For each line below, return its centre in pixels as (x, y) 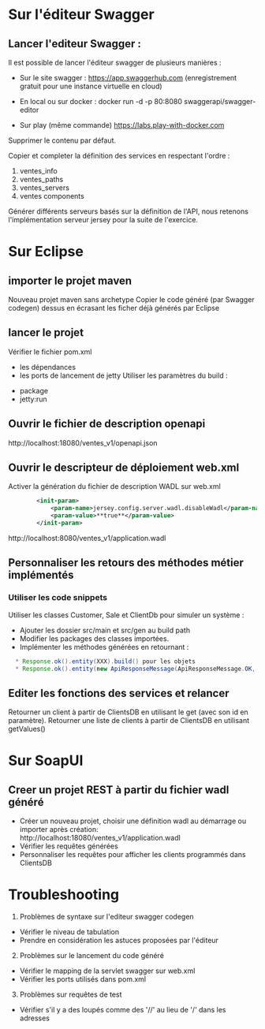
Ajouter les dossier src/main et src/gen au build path (105, 630)
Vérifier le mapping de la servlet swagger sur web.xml (107, 971)
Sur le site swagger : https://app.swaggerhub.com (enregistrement (128, 78)
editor (29, 110)
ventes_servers (44, 188)
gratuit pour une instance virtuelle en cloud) (91, 86)
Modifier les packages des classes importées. (94, 638)
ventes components (52, 196)
